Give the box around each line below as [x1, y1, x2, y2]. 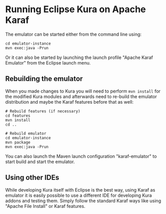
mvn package [5, 140, 30, 145]
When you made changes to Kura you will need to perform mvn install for [5, 88, 161, 94]
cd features [5, 113, 30, 118]
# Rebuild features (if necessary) [5, 108, 81, 114]
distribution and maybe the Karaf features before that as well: [5, 99, 134, 105]
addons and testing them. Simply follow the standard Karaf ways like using [5, 197, 161, 204]
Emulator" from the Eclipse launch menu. [5, 59, 91, 66]
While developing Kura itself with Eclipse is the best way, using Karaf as [5, 187, 156, 193]
